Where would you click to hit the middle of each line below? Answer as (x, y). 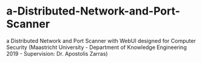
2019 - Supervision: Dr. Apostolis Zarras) (57, 53)
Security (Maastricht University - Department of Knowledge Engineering (96, 47)
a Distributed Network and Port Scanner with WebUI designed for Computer (101, 41)
